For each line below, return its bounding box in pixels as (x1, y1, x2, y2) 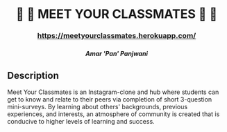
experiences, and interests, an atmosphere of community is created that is (7, 110, 220, 118)
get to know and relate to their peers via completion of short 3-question (7, 95, 212, 104)
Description (7, 69, 59, 82)
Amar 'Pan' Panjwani (85, 50, 148, 58)
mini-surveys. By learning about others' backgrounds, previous (7, 103, 188, 111)
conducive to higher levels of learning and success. (7, 117, 155, 126)
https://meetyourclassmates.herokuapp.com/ (37, 31, 196, 41)
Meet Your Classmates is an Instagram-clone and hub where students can (7, 88, 219, 96)
